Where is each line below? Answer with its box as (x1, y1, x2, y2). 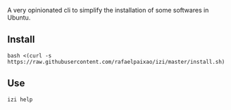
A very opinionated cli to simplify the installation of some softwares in (7, 6, 209, 14)
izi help (7, 96, 33, 103)
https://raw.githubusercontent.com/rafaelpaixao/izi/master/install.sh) (7, 58, 225, 65)
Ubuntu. (7, 13, 31, 22)
